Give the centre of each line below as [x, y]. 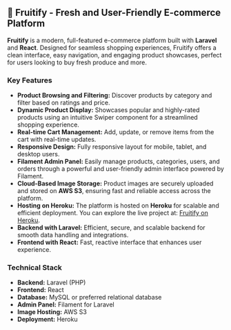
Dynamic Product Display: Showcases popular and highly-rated [108, 110]
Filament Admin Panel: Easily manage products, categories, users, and [119, 162]
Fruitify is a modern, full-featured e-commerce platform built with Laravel [112, 40]
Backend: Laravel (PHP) [51, 283]
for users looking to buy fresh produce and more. [77, 62]
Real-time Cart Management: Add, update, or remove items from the [115, 132]
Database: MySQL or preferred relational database [89, 297]
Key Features [30, 80]
